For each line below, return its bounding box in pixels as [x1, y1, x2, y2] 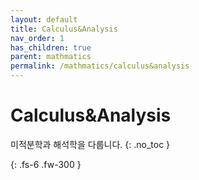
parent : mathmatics [10, 52, 92, 62]
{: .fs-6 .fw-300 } [10, 158, 82, 170]
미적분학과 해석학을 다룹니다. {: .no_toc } [10, 138, 171, 150]
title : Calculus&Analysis [10, 24, 118, 34]
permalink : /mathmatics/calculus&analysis [10, 61, 190, 71]
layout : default [10, 14, 78, 25]
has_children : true [10, 42, 92, 53]
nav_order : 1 [10, 33, 65, 43]
